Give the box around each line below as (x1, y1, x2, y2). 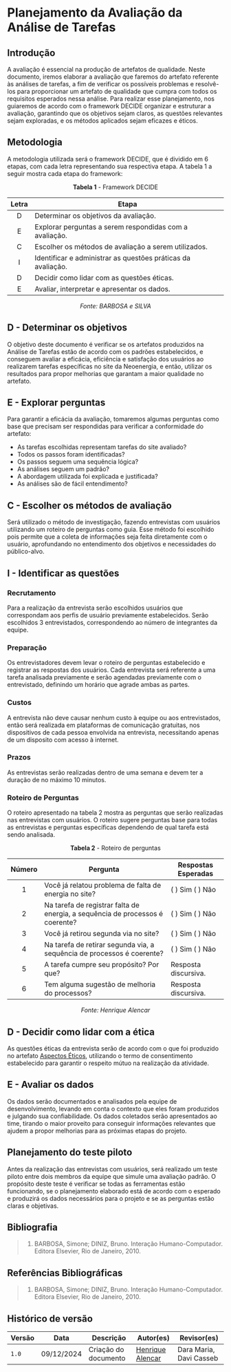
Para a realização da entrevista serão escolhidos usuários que (7, 604, 184, 612)
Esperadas (177, 869, 214, 879)
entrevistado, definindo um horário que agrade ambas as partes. (7, 681, 190, 689)
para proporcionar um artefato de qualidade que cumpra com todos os (16, 88, 217, 95)
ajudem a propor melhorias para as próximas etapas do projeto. (7, 1126, 187, 1135)
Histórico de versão (7, 1313, 93, 1324)
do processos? (44, 988, 92, 998)
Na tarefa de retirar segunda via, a (44, 940, 155, 950)
